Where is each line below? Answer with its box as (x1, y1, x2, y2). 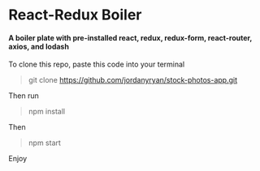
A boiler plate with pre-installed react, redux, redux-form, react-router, (8, 32, 253, 42)
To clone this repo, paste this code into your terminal (8, 59, 185, 70)
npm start (28, 138, 61, 147)
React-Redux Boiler (8, 6, 142, 24)
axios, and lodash (8, 41, 69, 51)
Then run (8, 91, 39, 100)
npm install (28, 107, 66, 117)
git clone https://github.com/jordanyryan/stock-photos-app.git (28, 75, 238, 85)
